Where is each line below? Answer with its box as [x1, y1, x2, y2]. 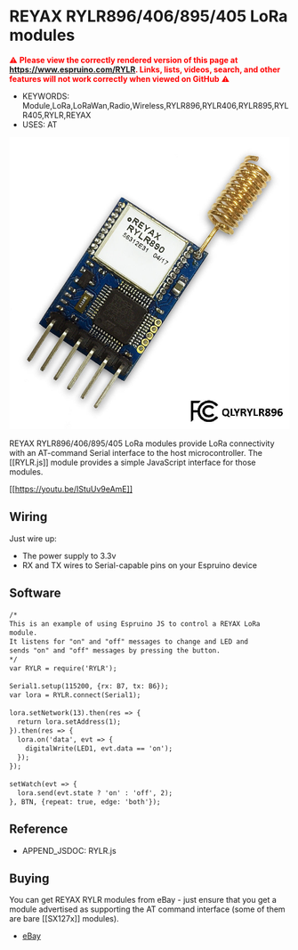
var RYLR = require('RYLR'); [9, 663, 117, 673]
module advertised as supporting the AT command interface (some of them [9, 904, 286, 914]
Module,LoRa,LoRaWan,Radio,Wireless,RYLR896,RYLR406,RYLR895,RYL [21, 100, 289, 110]
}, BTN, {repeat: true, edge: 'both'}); [9, 797, 162, 807]
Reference [9, 822, 68, 837]
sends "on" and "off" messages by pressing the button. [9, 646, 221, 655]
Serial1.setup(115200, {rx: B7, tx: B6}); [9, 681, 169, 691]
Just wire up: [9, 532, 58, 544]
